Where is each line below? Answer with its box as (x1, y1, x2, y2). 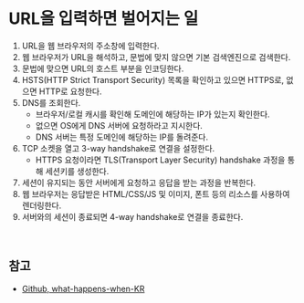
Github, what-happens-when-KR (21, 283, 145, 294)
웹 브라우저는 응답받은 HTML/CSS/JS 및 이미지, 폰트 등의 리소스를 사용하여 (21, 188, 290, 199)
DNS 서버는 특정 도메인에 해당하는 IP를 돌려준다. (35, 131, 209, 142)
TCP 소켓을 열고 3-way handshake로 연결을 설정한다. (21, 142, 215, 153)
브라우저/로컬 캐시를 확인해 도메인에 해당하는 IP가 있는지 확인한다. (35, 109, 270, 120)
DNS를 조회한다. (21, 97, 81, 108)
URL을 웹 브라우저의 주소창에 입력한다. (21, 40, 161, 51)
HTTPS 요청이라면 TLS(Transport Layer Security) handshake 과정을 (35, 154, 286, 165)
